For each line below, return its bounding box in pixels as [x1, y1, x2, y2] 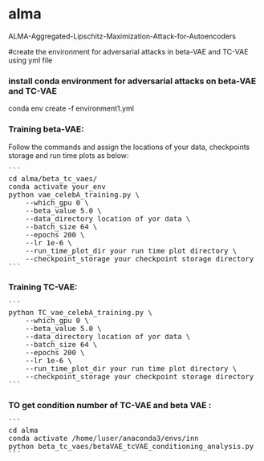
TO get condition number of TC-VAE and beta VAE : [8, 399, 212, 410]
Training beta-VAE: [8, 123, 84, 135]
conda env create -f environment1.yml [8, 103, 135, 113]
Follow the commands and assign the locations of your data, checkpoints [8, 142, 250, 152]
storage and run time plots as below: [8, 150, 129, 160]
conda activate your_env [8, 182, 106, 191]
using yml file [8, 55, 53, 65]
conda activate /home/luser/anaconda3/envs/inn [8, 434, 199, 443]
